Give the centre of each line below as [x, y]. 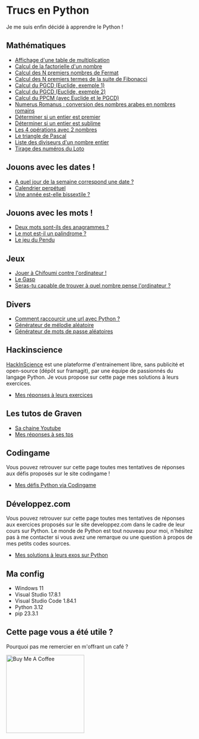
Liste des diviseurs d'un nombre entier [62, 142]
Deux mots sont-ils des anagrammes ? [62, 227]
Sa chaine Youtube [38, 428]
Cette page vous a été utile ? [60, 632]
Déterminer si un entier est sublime [58, 123]
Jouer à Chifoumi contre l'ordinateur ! [61, 273]
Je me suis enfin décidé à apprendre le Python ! [65, 27]
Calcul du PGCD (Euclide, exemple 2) [60, 91]
